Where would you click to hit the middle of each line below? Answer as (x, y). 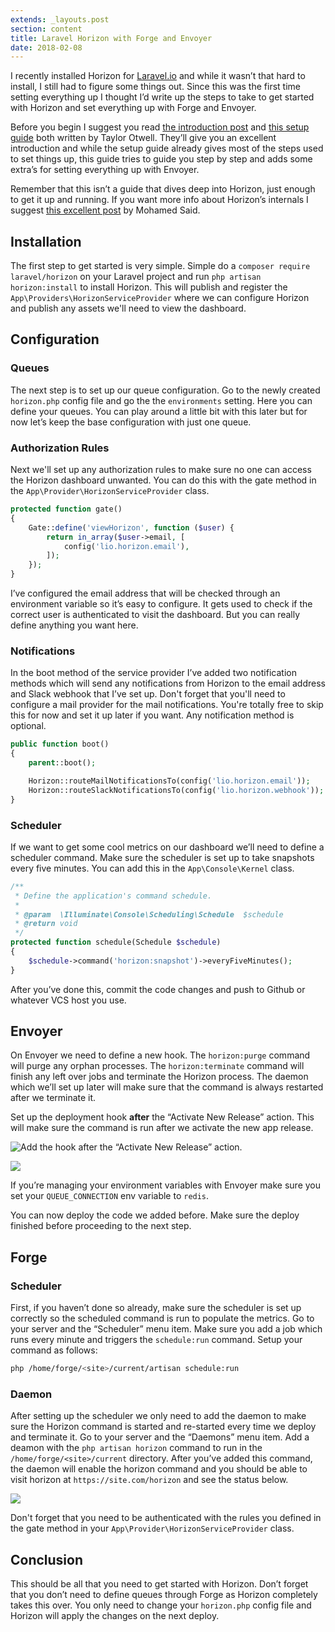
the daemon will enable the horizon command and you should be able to (159, 1469)
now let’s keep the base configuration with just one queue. (131, 422)
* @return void (46, 924)
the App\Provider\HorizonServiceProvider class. (110, 491)
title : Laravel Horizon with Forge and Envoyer (111, 38)
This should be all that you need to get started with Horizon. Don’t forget (159, 1584)
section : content (46, 29)
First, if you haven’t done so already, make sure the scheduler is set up (156, 1308)
